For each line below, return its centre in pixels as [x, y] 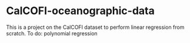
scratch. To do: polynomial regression [52, 33]
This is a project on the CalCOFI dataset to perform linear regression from [95, 27]
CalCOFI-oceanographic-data [80, 11]
